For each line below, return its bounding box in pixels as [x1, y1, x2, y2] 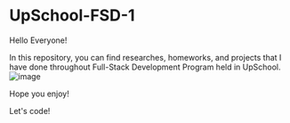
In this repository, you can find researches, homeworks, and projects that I [9, 52, 282, 62]
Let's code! [9, 105, 51, 116]
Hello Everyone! [9, 35, 68, 45]
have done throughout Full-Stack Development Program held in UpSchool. [9, 61, 282, 72]
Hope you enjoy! [9, 88, 69, 99]
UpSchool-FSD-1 [9, 5, 135, 26]
